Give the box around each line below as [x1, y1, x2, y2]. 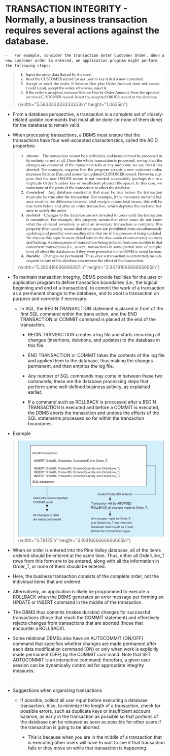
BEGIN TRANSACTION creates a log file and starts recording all [27, 332, 160, 338]
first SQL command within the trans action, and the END [20, 311, 138, 317]
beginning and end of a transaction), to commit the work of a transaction [12, 285, 165, 291]
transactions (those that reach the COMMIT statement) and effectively [12, 615, 160, 621]
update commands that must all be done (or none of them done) [28, 117, 163, 123]
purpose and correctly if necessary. [12, 296, 88, 302]
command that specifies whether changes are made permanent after [12, 641, 157, 647]
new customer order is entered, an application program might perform [5, 58, 158, 63]
